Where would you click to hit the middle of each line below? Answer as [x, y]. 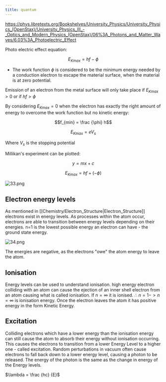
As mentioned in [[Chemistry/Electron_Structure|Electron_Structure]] [75, 211]
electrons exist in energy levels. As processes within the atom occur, [75, 216]
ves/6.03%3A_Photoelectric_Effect [41, 40]
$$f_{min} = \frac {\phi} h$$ [83, 122]
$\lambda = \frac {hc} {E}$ [33, 375]
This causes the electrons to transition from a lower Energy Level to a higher [83, 344]
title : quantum [21, 10]
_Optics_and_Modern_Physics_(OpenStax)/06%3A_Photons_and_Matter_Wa [83, 34]
